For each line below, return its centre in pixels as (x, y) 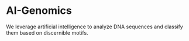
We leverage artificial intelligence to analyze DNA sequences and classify (94, 27)
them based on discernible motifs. (47, 32)
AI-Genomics (39, 11)
